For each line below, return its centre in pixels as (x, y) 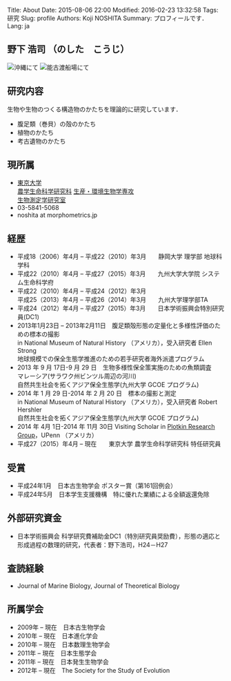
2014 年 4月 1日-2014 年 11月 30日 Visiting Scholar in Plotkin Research (116, 427)
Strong (27, 351)
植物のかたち (35, 132)
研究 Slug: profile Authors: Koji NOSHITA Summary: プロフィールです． (108, 18)
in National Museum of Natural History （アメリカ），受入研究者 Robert (117, 402)
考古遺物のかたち (41, 141)
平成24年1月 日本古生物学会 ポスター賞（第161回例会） (97, 486)
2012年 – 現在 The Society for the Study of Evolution (93, 670)
